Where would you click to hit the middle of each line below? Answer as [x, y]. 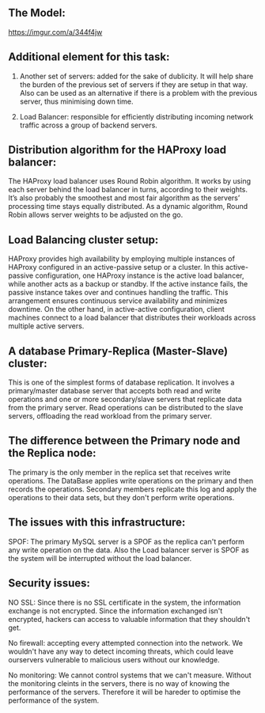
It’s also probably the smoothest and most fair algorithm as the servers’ [124, 198]
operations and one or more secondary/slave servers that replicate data [125, 400]
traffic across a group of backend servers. [89, 125]
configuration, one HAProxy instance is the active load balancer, [140, 275]
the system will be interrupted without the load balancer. [100, 558]
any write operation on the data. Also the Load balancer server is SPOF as [129, 550]
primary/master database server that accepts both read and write [115, 391]
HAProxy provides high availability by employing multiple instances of [122, 259]
